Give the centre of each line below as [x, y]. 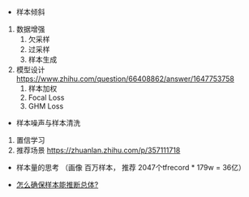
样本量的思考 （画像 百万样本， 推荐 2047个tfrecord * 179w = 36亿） [131, 167]
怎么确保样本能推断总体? [57, 184]
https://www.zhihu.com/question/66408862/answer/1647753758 [125, 79]
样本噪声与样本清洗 [48, 123]
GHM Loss [46, 106]
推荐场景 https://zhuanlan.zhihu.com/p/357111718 [98, 150]
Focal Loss [46, 97]
